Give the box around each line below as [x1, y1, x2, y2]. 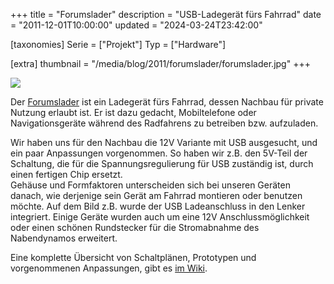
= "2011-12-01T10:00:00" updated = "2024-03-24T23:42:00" [10, 19, 263, 31]
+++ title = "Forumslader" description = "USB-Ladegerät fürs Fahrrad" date [10, 9, 322, 20]
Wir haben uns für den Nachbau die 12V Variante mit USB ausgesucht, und [10, 137, 318, 148]
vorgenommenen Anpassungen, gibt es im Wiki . [10, 262, 208, 274]
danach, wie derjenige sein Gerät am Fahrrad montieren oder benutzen [10, 190, 303, 201]
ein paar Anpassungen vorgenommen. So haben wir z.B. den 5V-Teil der [10, 147, 308, 159]
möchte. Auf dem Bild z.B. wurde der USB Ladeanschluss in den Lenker [10, 200, 306, 212]
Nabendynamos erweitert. [10, 232, 118, 244]
